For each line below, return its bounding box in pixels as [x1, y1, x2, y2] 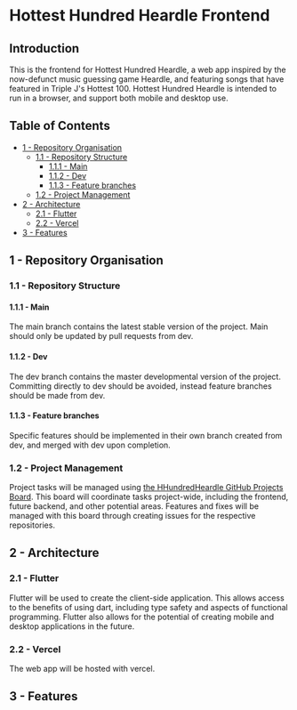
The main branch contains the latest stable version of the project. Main [9, 321, 269, 332]
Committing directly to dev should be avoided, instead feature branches [9, 380, 273, 391]
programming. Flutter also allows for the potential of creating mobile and [9, 611, 274, 622]
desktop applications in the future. [9, 620, 135, 632]
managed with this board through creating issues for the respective [9, 511, 256, 521]
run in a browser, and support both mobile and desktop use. [9, 93, 229, 103]
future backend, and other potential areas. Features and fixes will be [9, 501, 260, 512]
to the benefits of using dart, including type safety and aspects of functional [9, 601, 288, 612]
